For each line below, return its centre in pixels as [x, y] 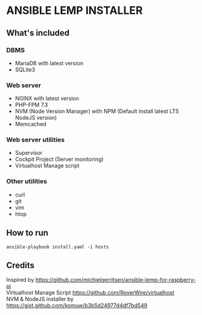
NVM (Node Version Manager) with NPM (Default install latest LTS [97, 111]
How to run [27, 233]
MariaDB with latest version [49, 63]
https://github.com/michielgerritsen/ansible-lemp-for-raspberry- [115, 280]
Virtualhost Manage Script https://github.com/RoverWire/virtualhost [90, 293]
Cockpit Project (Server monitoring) [59, 159]
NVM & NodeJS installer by [40, 299]
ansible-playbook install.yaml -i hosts [58, 247]
